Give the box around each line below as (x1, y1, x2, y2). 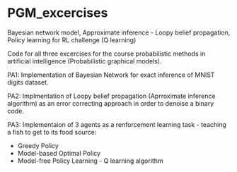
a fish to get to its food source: (7, 128, 97, 136)
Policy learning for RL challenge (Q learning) (7, 35, 137, 44)
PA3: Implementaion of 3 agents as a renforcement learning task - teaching (7, 120, 226, 128)
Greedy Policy (17, 141, 59, 149)
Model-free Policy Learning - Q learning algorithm (17, 156, 164, 165)
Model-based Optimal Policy (17, 149, 101, 157)
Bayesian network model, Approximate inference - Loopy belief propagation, (7, 28, 231, 37)
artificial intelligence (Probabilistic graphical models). (7, 56, 162, 65)
